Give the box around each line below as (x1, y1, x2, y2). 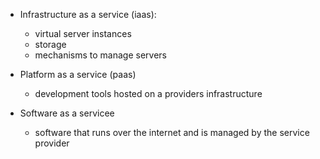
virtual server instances (34, 28, 132, 39)
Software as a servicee (19, 107, 115, 119)
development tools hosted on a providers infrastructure (34, 88, 263, 99)
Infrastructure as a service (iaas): (19, 9, 157, 20)
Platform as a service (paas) (19, 69, 137, 80)
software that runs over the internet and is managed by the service (34, 127, 310, 138)
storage (34, 39, 67, 50)
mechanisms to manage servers (34, 49, 167, 61)
